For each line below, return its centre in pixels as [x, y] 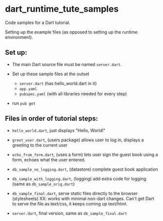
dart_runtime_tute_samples [62, 9]
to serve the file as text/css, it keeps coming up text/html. [70, 203]
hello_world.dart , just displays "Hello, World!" [59, 130]
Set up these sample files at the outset [51, 74]
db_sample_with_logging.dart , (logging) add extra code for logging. [80, 178]
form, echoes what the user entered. [49, 159]
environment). [19, 37]
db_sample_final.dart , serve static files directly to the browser [75, 193]
